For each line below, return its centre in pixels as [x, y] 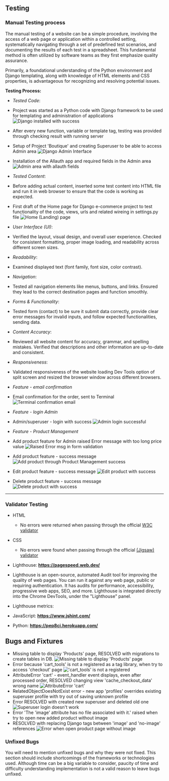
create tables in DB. [33, 659]
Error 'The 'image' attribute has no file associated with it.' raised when [85, 712]
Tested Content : [29, 176]
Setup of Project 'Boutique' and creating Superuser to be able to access [87, 146]
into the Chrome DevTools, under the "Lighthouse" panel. [72, 596]
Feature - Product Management [46, 431]
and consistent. [28, 352]
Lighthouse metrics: [33, 606]
